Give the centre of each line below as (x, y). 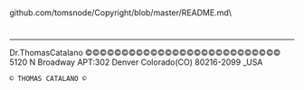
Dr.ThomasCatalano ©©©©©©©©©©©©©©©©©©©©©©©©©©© (145, 53)
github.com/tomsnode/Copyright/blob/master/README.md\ (121, 13)
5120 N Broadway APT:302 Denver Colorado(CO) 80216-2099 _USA (136, 62)
